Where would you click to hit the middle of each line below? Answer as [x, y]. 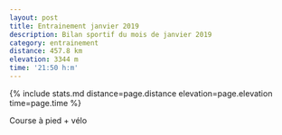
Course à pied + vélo [48, 120]
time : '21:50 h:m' [44, 68]
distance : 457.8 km [46, 51]
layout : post [34, 18]
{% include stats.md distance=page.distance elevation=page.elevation [141, 93]
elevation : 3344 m [44, 59]
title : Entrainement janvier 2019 [75, 26]
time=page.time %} [46, 103]
